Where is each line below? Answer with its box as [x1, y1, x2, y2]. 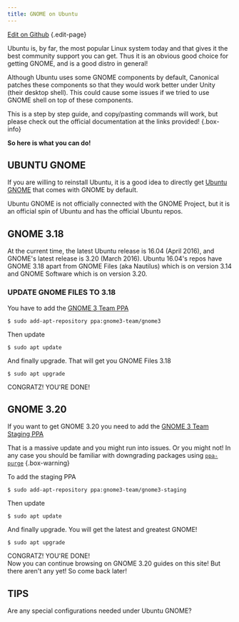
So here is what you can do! [7, 139, 91, 147]
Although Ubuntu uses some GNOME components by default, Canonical [7, 73, 219, 81]
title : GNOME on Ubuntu [7, 10, 78, 18]
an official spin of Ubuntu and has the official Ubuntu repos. [7, 207, 183, 216]
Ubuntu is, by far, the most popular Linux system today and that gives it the [7, 44, 228, 52]
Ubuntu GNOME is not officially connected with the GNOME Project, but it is [7, 199, 230, 208]
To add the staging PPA [7, 473, 76, 481]
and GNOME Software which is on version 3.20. [7, 269, 148, 279]
